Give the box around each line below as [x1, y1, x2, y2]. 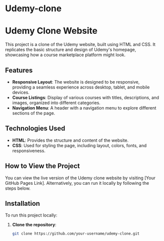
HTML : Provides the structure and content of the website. [12, 137, 129, 143]
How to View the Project [5, 162, 80, 170]
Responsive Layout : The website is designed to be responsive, [12, 79, 140, 85]
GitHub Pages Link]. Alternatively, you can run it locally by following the [5, 180, 149, 186]
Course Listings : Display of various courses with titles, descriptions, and [12, 94, 159, 100]
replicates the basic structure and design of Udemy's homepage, [5, 47, 136, 53]
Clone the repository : [12, 222, 57, 228]
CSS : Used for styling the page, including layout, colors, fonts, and [12, 142, 147, 148]
